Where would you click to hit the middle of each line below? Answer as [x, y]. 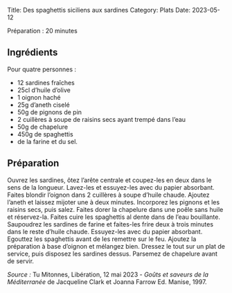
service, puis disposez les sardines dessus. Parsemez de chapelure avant [113, 254]
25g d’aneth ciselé [44, 105]
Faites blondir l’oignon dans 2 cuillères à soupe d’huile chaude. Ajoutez [108, 195]
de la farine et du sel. [47, 141]
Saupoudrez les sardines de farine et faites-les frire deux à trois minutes [110, 224]
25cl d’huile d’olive [44, 90]
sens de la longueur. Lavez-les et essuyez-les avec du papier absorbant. [111, 187]
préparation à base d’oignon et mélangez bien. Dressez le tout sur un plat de [116, 246]
